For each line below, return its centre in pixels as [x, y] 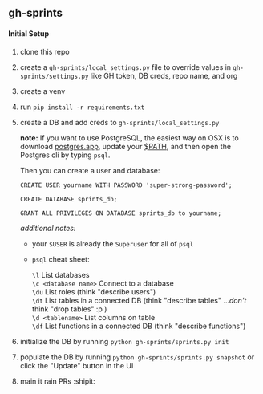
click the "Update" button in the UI [77, 365]
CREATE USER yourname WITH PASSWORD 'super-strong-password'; [126, 185]
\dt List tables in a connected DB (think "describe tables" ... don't [139, 300]
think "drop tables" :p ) [69, 309]
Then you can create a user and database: [90, 170]
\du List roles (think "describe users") [94, 291]
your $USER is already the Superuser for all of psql [113, 243]
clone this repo [45, 51]
